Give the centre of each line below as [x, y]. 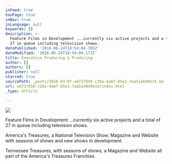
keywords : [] [19, 29]
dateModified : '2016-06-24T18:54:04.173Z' [51, 53]
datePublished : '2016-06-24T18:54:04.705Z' [52, 48]
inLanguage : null [24, 24]
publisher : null [23, 72]
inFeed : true [19, 10]
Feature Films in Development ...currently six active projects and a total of [83, 120]
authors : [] [18, 67]
